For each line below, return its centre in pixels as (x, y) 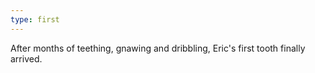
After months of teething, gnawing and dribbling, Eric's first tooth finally (158, 48)
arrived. (26, 58)
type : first (35, 19)
